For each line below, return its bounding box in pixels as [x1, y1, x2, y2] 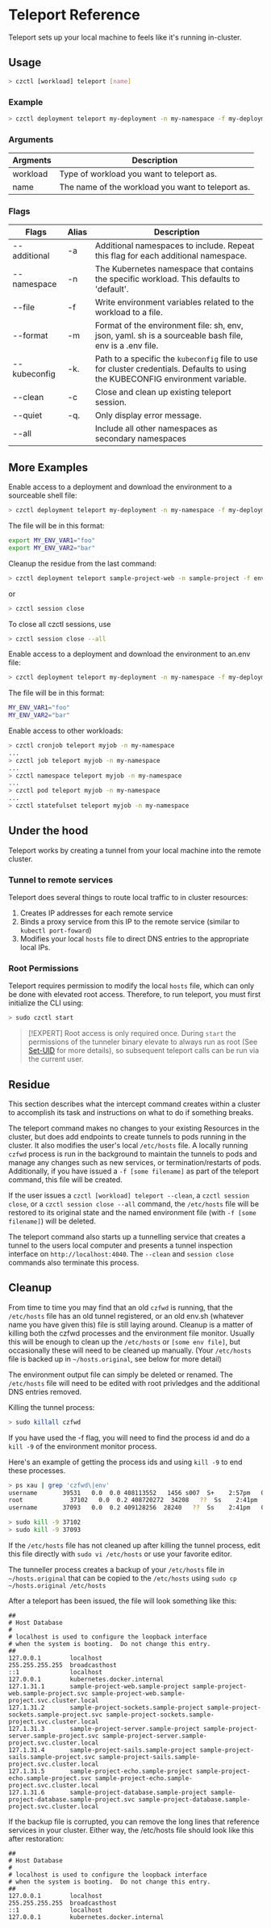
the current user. [27, 1055, 84, 1064]
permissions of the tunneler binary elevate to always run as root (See [27, 1037, 258, 1047]
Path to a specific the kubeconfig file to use [95, 353, 258, 364]
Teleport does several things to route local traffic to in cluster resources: [8, 893, 248, 903]
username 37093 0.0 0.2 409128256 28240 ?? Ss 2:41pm [8, 1504, 251, 1512]
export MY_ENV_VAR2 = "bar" [8, 544, 95, 552]
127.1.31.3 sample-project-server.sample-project [8, 1724, 200, 1732]
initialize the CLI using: [8, 998, 84, 1008]
